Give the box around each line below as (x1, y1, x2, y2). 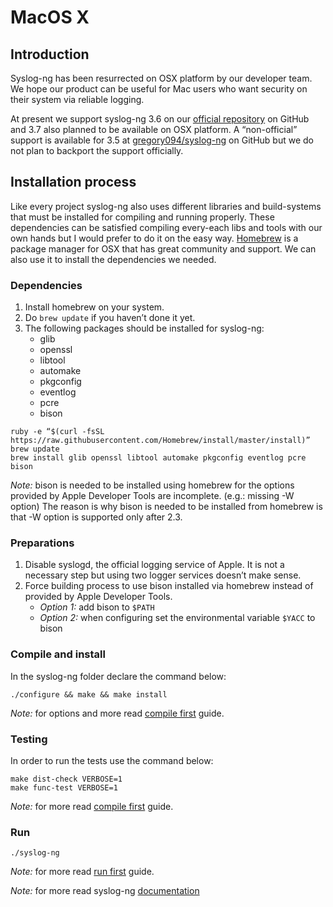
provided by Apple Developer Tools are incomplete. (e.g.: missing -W (10, 490, 295, 502)
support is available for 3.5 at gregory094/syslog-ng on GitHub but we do (10, 134, 314, 146)
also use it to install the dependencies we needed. (10, 253, 217, 265)
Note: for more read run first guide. (10, 866, 155, 878)
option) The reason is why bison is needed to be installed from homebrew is (10, 501, 323, 513)
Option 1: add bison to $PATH (39, 601, 155, 613)
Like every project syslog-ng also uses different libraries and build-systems (10, 200, 322, 212)
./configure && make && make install (10, 689, 168, 700)
